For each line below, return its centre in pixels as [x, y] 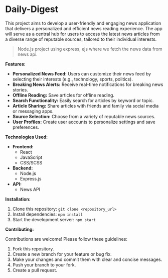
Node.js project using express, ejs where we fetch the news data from [90, 49]
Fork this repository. [33, 249]
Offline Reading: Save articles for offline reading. [63, 95]
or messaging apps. [33, 111]
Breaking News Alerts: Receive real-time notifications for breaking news [88, 84]
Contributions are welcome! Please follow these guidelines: [66, 239]
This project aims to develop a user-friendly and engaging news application [83, 23]
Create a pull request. [35, 270]
